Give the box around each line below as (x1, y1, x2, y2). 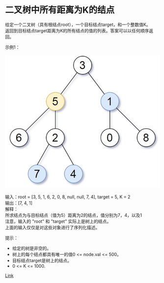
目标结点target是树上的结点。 (12, 258, 72, 263)
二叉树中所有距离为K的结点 (5, 4, 115, 16)
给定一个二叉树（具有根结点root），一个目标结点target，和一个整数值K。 (5, 22, 151, 27)
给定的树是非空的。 (12, 245, 52, 251)
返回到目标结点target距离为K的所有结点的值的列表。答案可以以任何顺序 (5, 27, 149, 33)
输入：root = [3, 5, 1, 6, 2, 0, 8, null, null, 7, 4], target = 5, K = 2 (5, 194, 131, 200)
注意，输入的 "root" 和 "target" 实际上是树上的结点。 (5, 218, 111, 224)
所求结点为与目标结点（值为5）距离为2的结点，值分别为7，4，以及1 (5, 212, 142, 218)
